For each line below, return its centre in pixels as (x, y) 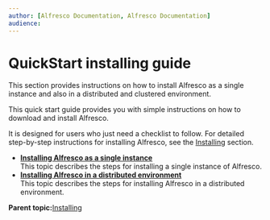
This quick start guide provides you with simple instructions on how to (125, 110)
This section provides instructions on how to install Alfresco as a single (126, 85)
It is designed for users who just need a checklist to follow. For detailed (126, 134)
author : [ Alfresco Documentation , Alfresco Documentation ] (110, 16)
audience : (25, 23)
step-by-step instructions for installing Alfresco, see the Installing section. (131, 143)
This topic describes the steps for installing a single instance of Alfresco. (141, 167)
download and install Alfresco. (58, 118)
